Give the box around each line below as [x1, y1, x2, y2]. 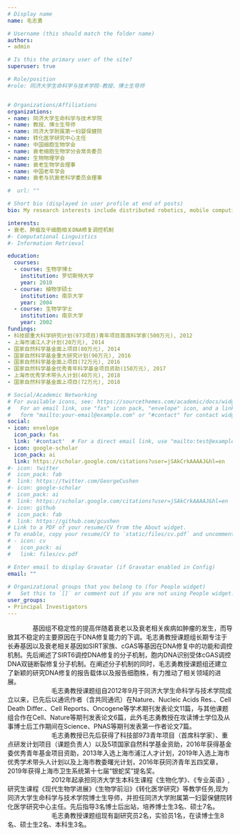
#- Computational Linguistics [7, 233, 98, 240]
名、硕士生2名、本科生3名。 [7, 820, 91, 829]
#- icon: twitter [7, 465, 59, 472]
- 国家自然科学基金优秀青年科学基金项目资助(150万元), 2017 [7, 365, 166, 373]
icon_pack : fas [14, 431, 59, 439]
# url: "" [7, 187, 40, 195]
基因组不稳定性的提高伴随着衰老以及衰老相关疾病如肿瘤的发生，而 [32, 624, 226, 632]
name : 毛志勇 [7, 17, 43, 24]
